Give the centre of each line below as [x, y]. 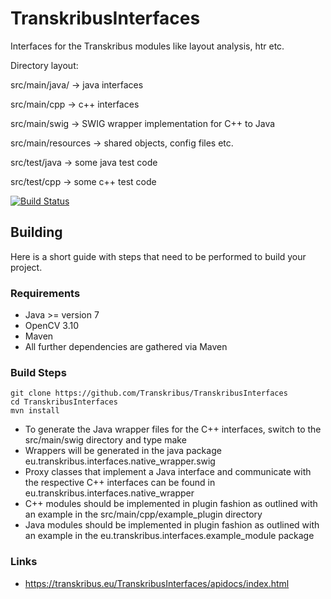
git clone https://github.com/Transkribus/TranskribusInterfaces [149, 393]
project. [26, 267]
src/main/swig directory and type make [105, 440]
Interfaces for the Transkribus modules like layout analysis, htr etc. [147, 46]
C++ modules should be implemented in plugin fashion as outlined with [171, 504]
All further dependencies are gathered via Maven [126, 347]
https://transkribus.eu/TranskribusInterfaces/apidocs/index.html [157, 583]
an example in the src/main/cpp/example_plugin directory [143, 514]
